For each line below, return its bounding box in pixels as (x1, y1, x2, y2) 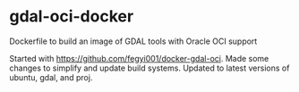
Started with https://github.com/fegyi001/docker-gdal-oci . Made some (9, 53, 269, 63)
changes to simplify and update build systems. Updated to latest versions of (9, 63, 290, 73)
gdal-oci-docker (9, 6, 134, 27)
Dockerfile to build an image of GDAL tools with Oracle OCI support (9, 36, 258, 46)
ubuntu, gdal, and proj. (9, 71, 93, 82)
